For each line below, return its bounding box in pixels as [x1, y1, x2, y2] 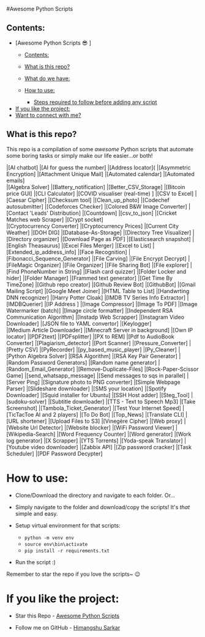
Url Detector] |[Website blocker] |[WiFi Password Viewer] [30, 423, 174, 431]
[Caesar [6, 196, 26, 204]
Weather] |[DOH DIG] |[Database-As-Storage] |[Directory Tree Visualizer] [6, 229, 192, 236]
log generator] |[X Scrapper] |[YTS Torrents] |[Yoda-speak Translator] [6, 437, 184, 444]
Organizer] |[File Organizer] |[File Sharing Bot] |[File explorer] [34, 261, 189, 269]
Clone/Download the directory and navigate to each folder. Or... [15, 491, 176, 499]
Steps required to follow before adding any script [33, 98, 157, 106]
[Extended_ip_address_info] [6, 248, 76, 256]
